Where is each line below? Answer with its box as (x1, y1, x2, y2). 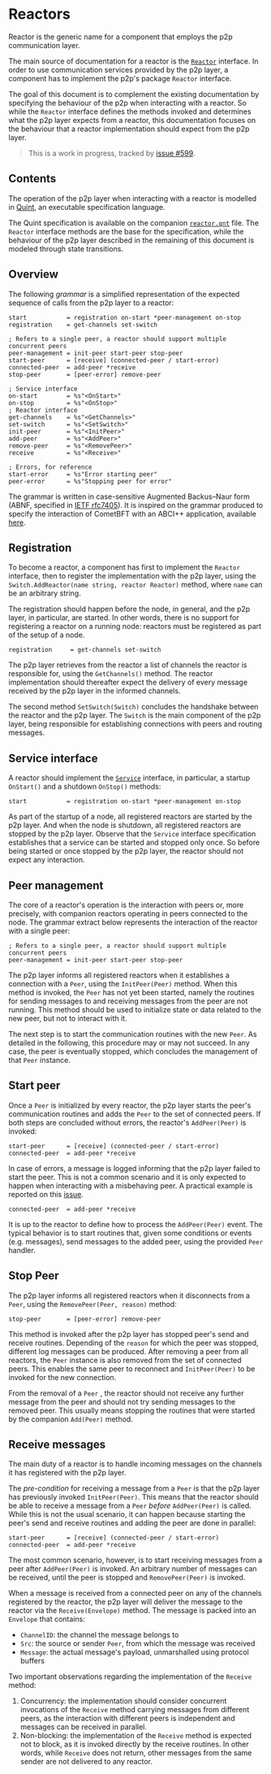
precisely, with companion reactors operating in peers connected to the (8, 909, 248, 918)
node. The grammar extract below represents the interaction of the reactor (8, 917, 258, 927)
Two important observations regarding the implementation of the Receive (8, 1671, 252, 1681)
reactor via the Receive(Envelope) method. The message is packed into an (8, 1606, 257, 1615)
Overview (8, 268, 59, 282)
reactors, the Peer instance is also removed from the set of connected (8, 1355, 242, 1365)
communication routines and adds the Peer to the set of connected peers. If (8, 1108, 261, 1119)
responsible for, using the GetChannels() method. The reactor (8, 669, 213, 679)
